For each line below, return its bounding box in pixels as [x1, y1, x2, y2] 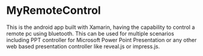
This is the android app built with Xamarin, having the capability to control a [6, 23, 196, 31]
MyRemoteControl [6, 4, 101, 17]
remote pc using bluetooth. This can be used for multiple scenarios [6, 30, 174, 37]
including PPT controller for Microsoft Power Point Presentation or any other [6, 36, 197, 43]
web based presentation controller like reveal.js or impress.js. [6, 43, 160, 50]
